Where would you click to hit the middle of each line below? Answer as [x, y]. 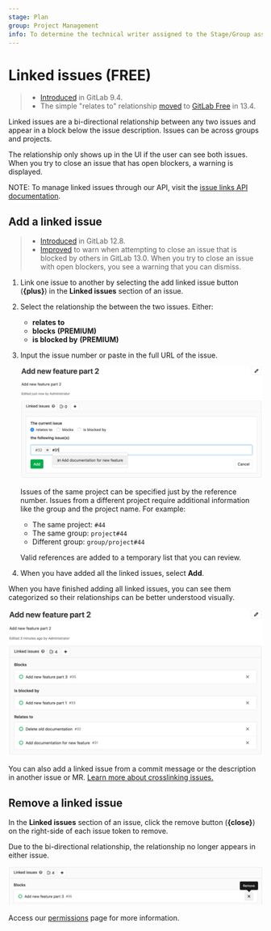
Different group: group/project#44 [88, 541]
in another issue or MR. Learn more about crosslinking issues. [111, 777]
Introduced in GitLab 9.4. [81, 98]
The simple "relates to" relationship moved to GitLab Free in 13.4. [148, 106]
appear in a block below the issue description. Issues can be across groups [134, 130]
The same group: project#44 [79, 533]
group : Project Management [54, 25]
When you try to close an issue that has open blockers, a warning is [121, 163]
